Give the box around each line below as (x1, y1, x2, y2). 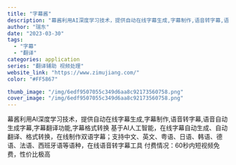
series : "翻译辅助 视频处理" (7, 62, 84, 70)
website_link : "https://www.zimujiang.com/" (7, 69, 140, 76)
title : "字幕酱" (7, 10, 52, 18)
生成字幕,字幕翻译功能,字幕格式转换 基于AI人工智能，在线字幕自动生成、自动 (7, 124, 228, 132)
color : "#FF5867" (7, 75, 58, 83)
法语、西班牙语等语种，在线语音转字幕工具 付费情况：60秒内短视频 (19, 141, 214, 150)
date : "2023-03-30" (7, 29, 65, 37)
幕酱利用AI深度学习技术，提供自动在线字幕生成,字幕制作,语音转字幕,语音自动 (7, 115, 228, 124)
